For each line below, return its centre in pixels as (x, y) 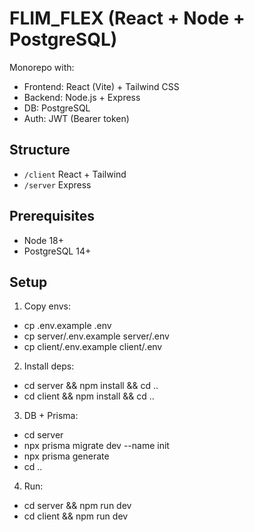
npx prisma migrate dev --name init (96, 446)
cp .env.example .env (67, 326)
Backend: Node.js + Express (82, 97)
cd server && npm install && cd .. (91, 386)
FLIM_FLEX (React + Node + (127, 18)
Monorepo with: (42, 67)
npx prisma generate (66, 456)
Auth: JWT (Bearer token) (76, 118)
